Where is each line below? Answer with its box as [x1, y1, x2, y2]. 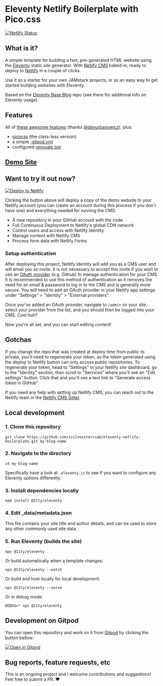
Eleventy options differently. [5, 475, 61, 481]
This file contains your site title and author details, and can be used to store [5, 521, 157, 527]
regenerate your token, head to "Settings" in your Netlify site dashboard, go [5, 364, 157, 370]
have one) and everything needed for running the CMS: [5, 207, 116, 213]
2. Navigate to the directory [5, 450, 72, 457]
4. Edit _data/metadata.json [5, 509, 72, 516]
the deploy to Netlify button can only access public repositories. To [5, 359, 140, 365]
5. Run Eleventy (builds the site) [5, 538, 82, 545]
